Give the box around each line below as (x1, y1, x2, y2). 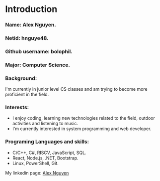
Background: (5, 75, 37, 82)
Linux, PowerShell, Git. (12, 160, 59, 166)
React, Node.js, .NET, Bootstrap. (12, 155, 79, 161)
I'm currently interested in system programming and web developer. (12, 126, 152, 132)
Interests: (5, 104, 29, 111)
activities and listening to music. (12, 121, 79, 127)
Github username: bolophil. (5, 48, 73, 55)
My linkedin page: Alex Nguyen (5, 170, 69, 176)
